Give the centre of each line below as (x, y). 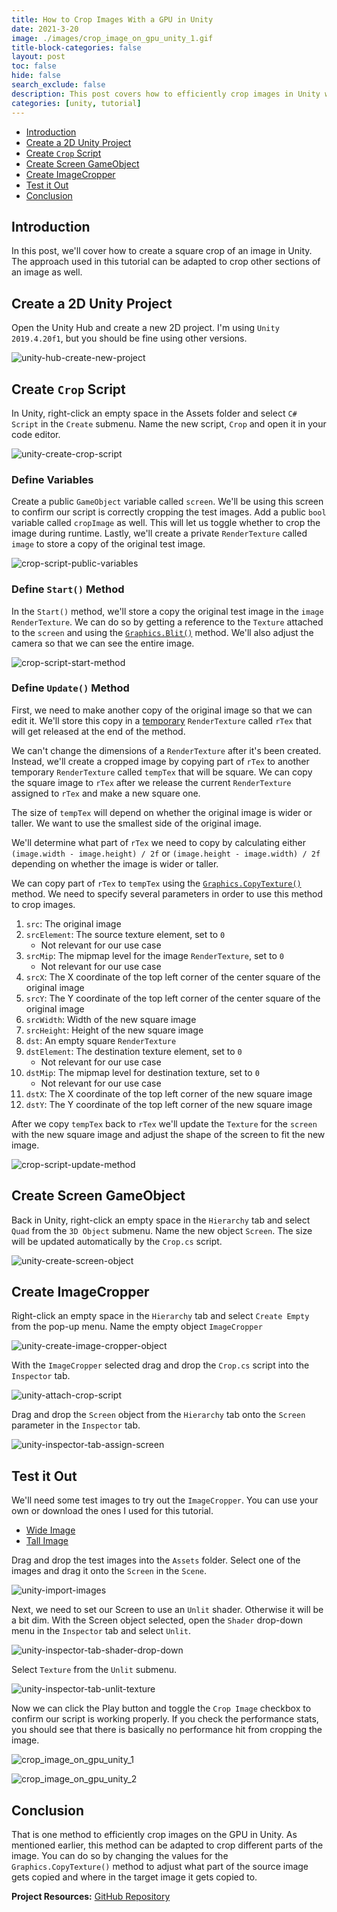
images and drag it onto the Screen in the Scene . (109, 1571)
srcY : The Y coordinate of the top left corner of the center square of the (173, 998)
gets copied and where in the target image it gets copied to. (134, 1877)
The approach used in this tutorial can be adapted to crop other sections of (166, 262)
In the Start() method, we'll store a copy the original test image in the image (167, 611)
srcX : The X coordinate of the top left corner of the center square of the (173, 977)
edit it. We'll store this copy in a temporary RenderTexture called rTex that (162, 720)
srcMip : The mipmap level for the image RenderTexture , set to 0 (154, 955)
